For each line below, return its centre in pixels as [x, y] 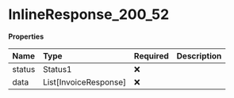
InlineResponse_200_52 [89, 15]
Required [151, 55]
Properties [26, 36]
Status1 [57, 69]
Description [199, 55]
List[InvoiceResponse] [84, 82]
